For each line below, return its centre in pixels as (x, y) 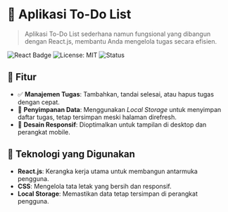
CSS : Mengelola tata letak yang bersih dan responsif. (95, 186)
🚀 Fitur (22, 77)
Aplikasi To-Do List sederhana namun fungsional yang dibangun (118, 34)
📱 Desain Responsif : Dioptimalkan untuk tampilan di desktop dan (112, 124)
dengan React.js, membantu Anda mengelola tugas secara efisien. (121, 41)
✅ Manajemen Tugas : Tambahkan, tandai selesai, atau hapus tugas (116, 94)
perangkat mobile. (44, 132)
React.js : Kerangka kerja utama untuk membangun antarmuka (108, 171)
